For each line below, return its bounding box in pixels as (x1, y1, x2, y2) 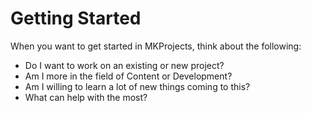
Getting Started (10, 7, 142, 30)
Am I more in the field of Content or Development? (24, 70, 233, 82)
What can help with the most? (24, 91, 148, 103)
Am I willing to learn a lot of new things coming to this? (24, 80, 251, 92)
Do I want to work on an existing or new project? (24, 59, 225, 71)
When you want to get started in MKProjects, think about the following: (10, 40, 302, 52)
